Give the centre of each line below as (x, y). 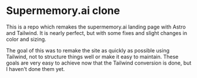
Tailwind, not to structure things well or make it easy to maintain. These (92, 56)
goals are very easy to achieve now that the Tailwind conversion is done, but (99, 63)
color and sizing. (26, 39)
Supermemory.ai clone (63, 11)
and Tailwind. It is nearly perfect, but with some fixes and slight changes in (96, 33)
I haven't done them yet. (36, 69)
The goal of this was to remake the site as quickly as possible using (88, 50)
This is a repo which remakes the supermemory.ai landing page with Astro (96, 27)
